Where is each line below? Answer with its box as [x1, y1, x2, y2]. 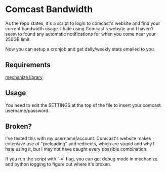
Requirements [5, 61, 51, 69]
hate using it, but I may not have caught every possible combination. [5, 146, 148, 152]
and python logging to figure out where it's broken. [5, 161, 111, 167]
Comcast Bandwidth [5, 4, 93, 15]
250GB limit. [5, 36, 31, 42]
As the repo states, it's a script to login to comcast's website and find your [5, 20, 160, 26]
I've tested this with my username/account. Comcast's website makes [5, 135, 151, 142]
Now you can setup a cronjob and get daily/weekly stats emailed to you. [5, 46, 155, 52]
